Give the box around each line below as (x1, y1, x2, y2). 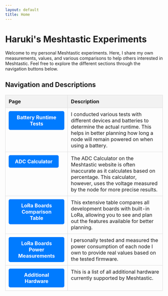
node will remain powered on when (70, 135, 153, 142)
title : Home (5, 12, 30, 17)
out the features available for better (70, 217, 154, 224)
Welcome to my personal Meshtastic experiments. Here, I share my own (5, 50, 153, 56)
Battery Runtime (16, 113, 56, 120)
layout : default (5, 7, 39, 12)
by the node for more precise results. (70, 186, 158, 193)
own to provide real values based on (70, 249, 156, 256)
